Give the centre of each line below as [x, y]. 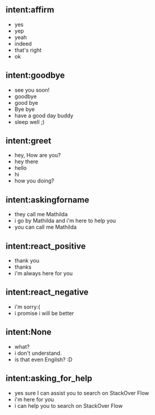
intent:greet [29, 141]
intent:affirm [30, 10]
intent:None [29, 332]
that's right [28, 50]
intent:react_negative [47, 292]
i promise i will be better [44, 313]
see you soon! [32, 90]
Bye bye [24, 109]
